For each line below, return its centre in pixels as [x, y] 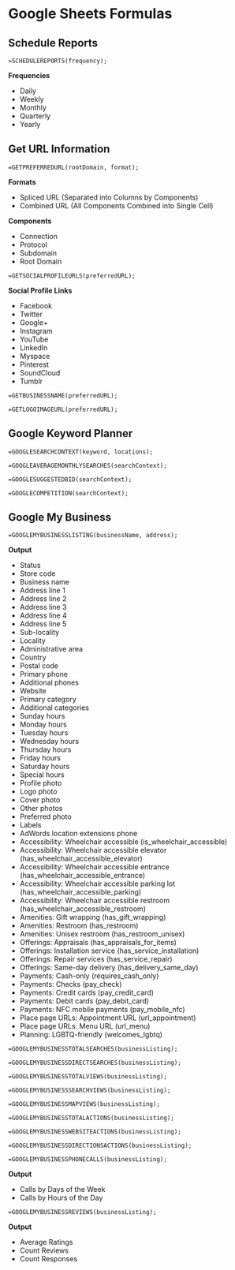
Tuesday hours [44, 733]
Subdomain [38, 252]
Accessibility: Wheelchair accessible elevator [93, 850]
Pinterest [34, 364]
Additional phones [49, 682]
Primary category [48, 700]
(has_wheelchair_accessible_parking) [80, 892]
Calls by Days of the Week [62, 1190]
